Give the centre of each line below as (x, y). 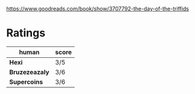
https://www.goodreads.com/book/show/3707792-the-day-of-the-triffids (97, 9)
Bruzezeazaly (29, 72)
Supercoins (26, 82)
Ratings (26, 33)
